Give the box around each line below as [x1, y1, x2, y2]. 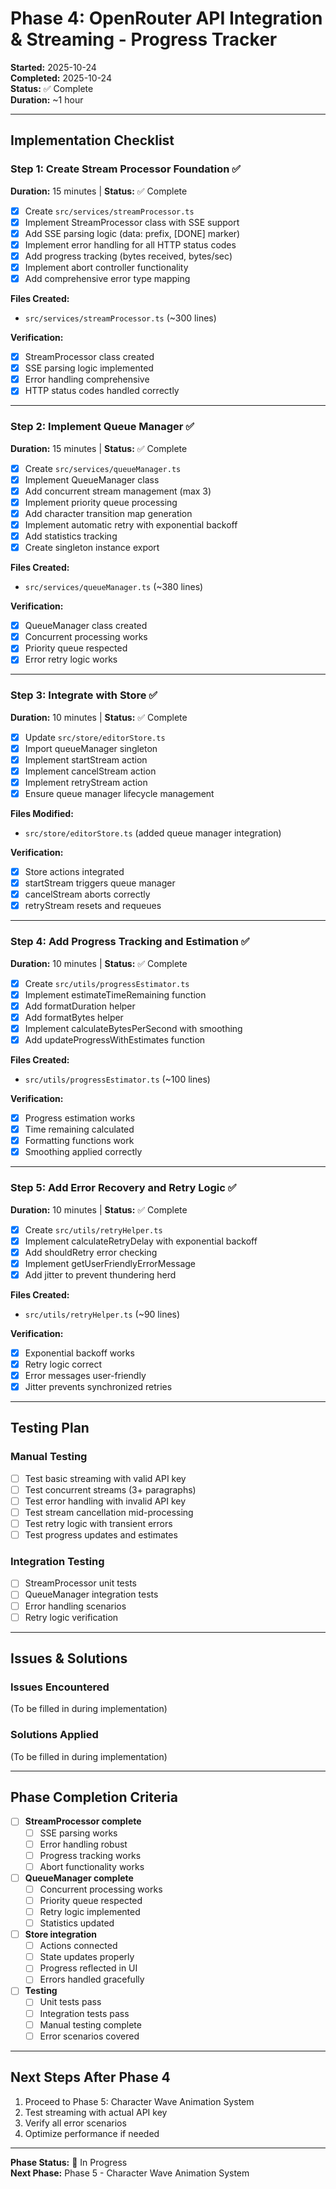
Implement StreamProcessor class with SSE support [24, 216, 240, 228]
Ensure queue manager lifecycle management [24, 787, 215, 799]
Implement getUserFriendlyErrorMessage [24, 1257, 197, 1269]
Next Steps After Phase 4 [10, 2069, 171, 2086]
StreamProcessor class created [24, 351, 155, 363]
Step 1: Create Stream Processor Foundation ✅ [10, 162, 242, 176]
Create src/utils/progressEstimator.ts [24, 977, 190, 989]
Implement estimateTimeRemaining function [24, 988, 207, 1001]
